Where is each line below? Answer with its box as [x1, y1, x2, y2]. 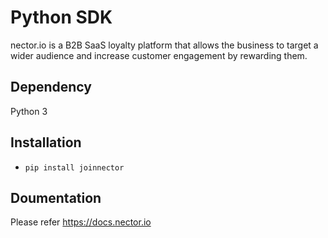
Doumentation [10, 189, 102, 206]
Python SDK [10, 6, 113, 29]
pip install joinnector [24, 162, 125, 173]
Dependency [10, 79, 92, 96]
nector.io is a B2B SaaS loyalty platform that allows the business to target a [10, 39, 319, 51]
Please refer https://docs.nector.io [10, 216, 152, 228]
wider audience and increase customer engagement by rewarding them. [10, 49, 308, 61]
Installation [10, 134, 82, 151]
